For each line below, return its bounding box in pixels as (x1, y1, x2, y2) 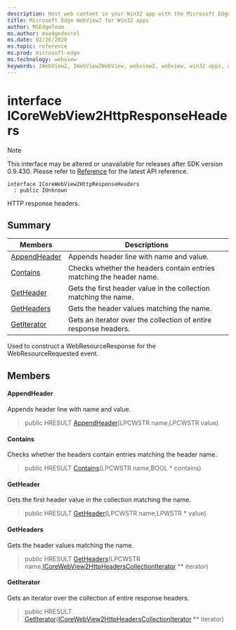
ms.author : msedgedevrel (7, 29, 80, 37)
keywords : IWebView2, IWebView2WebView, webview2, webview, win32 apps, (7, 63, 225, 70)
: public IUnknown (13, 187, 68, 194)
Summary (7, 219, 51, 231)
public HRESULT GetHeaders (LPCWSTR (24, 554, 140, 563)
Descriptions (124, 240, 169, 250)
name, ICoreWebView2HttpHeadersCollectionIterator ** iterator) (24, 562, 209, 570)
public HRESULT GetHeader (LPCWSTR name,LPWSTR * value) (24, 509, 206, 518)
